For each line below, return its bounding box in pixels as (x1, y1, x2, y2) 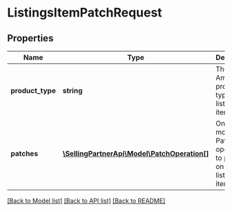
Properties (7, 32, 54, 44)
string (62, 86, 83, 95)
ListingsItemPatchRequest (7, 5, 162, 21)
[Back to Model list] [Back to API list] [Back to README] (7, 197, 166, 205)
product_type (10, 86, 57, 95)
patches (10, 149, 39, 158)
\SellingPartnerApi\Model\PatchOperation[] (62, 149, 209, 158)
